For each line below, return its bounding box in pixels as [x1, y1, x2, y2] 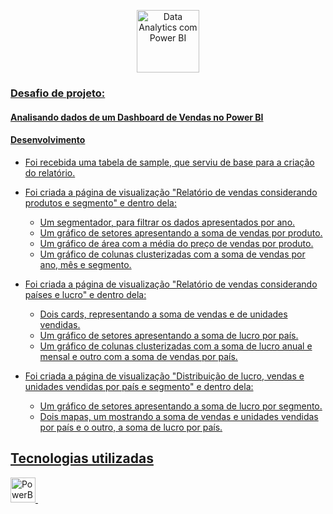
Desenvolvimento [10, 134, 86, 146]
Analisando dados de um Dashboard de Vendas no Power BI [10, 111, 264, 123]
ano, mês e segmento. [39, 258, 132, 270]
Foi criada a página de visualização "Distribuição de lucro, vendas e [24, 370, 305, 382]
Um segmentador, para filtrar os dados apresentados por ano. [39, 216, 296, 228]
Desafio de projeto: [10, 86, 106, 100]
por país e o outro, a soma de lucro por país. [39, 421, 223, 433]
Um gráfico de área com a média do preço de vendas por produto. [39, 237, 314, 249]
